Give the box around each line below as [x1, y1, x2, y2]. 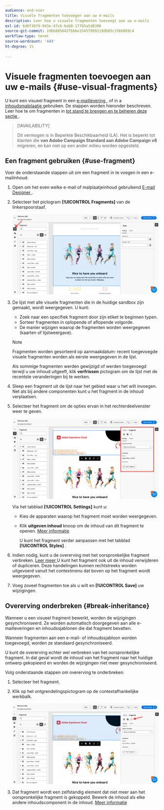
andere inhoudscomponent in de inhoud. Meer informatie [12, 799, 127, 805]
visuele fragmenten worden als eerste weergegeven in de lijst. [12, 354, 138, 359]
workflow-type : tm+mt [5, 34, 49, 39]
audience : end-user [5, 8, 45, 13]
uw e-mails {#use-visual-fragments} [5, 81, 158, 93]
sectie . [5, 113, 20, 119]
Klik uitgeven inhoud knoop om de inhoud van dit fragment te [19, 523, 144, 528]
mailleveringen [5, 625, 35, 631]
